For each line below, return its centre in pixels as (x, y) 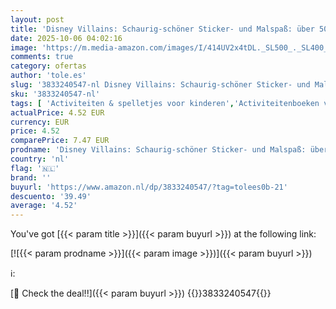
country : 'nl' (40, 159)
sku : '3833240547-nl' (55, 94)
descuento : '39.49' (51, 196)
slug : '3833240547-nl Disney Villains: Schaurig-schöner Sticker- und (160, 85)
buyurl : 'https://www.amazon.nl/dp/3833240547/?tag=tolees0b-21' (149, 187)
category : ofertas (48, 66)
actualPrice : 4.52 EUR (57, 112)
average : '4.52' (44, 206)
